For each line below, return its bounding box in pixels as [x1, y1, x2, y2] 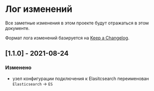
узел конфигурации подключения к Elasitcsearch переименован [12, 76, 150, 82]
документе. [5, 25, 30, 31]
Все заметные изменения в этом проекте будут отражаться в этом [5, 20, 149, 26]
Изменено [5, 64, 32, 71]
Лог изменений [5, 3, 73, 15]
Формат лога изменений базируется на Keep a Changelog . [5, 35, 130, 41]
